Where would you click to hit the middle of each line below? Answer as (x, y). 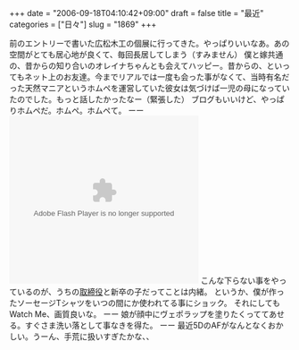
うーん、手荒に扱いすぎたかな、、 (93, 337)
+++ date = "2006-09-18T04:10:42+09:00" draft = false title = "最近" (137, 13)
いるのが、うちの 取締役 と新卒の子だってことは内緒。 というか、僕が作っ (150, 292)
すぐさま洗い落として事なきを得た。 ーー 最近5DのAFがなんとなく (146, 325)
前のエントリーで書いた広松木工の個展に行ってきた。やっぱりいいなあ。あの (149, 43)
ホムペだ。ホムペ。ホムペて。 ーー (80, 111)
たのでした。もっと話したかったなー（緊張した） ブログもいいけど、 (135, 99)
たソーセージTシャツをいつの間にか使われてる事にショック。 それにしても (145, 303)
